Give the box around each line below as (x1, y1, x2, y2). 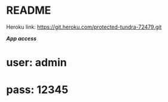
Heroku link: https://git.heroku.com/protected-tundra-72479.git (6, 23, 162, 30)
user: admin (6, 56, 67, 69)
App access (6, 35, 37, 42)
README (6, 4, 51, 17)
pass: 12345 (6, 83, 69, 97)
